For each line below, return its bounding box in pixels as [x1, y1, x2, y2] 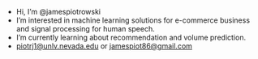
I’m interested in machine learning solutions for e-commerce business [15, 15, 250, 25]
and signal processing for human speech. [15, 24, 156, 33]
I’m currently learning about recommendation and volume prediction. [15, 32, 246, 42]
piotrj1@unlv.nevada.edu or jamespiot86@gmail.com [15, 41, 193, 51]
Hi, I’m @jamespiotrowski [15, 7, 101, 16]
